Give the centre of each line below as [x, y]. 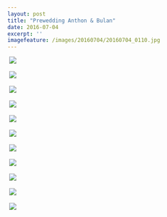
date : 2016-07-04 [33, 27]
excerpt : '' [25, 34]
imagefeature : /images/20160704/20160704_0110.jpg [84, 40]
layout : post [27, 14]
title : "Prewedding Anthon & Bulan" [61, 21]
